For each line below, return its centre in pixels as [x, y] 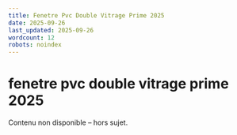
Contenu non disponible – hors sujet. [68, 122]
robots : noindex [35, 45]
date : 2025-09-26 [37, 23]
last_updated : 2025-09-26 [51, 30]
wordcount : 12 [32, 37]
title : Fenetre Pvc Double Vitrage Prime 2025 [86, 15]
